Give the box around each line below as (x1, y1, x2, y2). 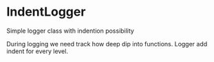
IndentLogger (6, 4, 86, 20)
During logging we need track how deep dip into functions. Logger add (6, 40, 208, 48)
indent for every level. (6, 47, 68, 55)
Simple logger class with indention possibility (6, 27, 135, 35)
